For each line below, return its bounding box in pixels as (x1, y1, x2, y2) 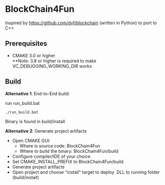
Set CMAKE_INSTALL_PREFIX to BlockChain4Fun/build (12, 158, 124, 164)
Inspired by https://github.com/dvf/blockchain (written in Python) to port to (5, 20, 157, 26)
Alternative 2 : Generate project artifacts (5, 128, 87, 134)
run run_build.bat (5, 100, 40, 106)
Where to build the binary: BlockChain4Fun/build (19, 148, 119, 154)
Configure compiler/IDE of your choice (12, 153, 91, 159)
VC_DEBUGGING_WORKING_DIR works (12, 63, 92, 69)
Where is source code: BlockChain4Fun (19, 142, 100, 149)
